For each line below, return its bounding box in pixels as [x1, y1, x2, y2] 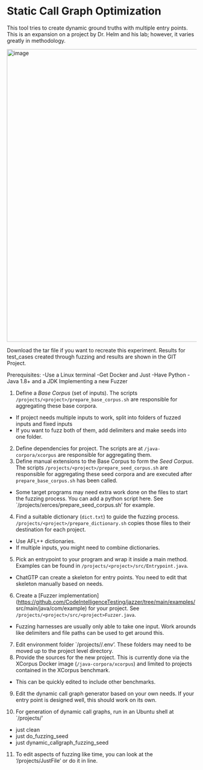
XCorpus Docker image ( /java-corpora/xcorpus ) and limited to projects [15, 660, 192, 667]
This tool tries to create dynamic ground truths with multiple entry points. [7, 24, 189, 31]
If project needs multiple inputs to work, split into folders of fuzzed [15, 413, 181, 421]
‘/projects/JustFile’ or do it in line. [15, 757, 98, 764]
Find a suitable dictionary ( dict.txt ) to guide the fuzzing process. [15, 513, 180, 520]
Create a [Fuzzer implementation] [15, 591, 99, 599]
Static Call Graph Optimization [7, 4, 161, 18]
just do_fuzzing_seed [15, 732, 69, 740]
